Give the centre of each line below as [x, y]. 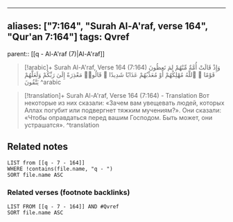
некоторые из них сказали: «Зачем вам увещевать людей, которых [124, 103]
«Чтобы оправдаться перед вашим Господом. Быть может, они [118, 117]
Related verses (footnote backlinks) [69, 192]
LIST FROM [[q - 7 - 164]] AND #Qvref [63, 206]
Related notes [37, 147]
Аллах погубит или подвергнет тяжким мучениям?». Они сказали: [123, 110]
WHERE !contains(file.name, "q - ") [60, 169]
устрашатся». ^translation [62, 125]
